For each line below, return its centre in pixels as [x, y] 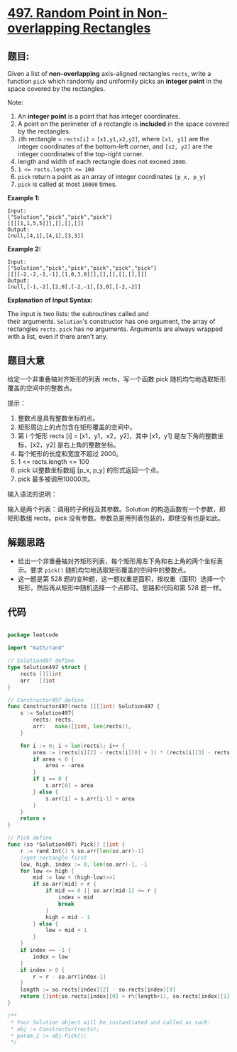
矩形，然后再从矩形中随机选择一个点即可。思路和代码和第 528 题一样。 [121, 587]
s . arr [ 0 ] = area [69, 786]
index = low [51, 957]
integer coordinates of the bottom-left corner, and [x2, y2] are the [115, 146]
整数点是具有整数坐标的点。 [58, 418]
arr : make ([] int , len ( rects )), [82, 727]
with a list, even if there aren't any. [57, 336]
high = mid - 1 [68, 917]
